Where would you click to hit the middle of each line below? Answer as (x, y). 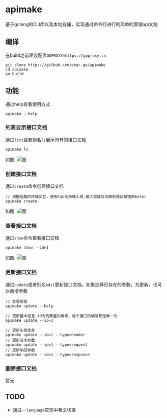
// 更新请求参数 (20, 340)
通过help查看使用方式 (28, 104)
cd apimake (17, 69)
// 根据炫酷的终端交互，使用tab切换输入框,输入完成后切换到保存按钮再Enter (76, 197)
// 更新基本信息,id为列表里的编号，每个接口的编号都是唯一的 (62, 316)
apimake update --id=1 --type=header (45, 335)
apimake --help (21, 114)
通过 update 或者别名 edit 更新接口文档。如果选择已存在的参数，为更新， (79, 284)
